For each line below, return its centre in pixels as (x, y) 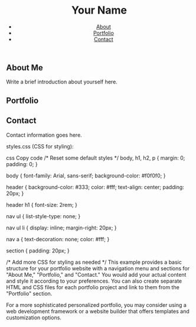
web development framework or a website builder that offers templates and (98, 311)
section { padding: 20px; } (38, 250)
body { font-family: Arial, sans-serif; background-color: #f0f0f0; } (86, 176)
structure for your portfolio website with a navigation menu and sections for (98, 268)
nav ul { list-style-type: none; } (43, 216)
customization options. (34, 318)
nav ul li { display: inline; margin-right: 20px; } (61, 228)
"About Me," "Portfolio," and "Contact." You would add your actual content (96, 274)
